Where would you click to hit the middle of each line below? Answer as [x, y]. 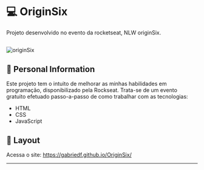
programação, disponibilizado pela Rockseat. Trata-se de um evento [92, 90]
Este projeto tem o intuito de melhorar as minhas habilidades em [87, 84]
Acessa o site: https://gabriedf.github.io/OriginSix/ [69, 154]
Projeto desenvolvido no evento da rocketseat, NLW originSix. [84, 32]
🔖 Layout [23, 140]
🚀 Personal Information [51, 69]
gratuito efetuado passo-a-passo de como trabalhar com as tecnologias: [97, 97]
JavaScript [29, 121]
